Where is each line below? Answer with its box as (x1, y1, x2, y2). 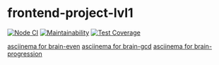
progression (7, 49, 42, 58)
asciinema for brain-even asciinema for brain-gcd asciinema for (7, 42, 193, 50)
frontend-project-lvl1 (7, 5, 134, 21)
